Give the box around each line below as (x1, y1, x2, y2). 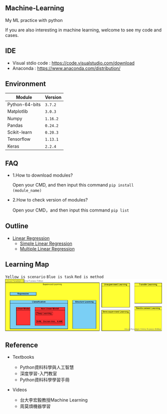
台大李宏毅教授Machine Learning (19, 397, 88, 403)
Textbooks (12, 354, 34, 360)
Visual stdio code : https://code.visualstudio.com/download (12, 60, 135, 66)
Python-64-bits (7, 102, 41, 108)
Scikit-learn (7, 129, 32, 135)
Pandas (7, 122, 23, 128)
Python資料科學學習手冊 (19, 377, 70, 383)
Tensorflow (7, 136, 31, 142)
